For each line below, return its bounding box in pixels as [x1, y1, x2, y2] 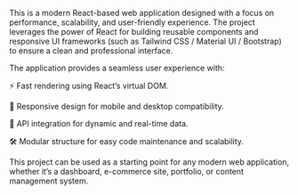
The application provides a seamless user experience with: [9, 62, 225, 73]
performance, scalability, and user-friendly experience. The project [9, 17, 255, 28]
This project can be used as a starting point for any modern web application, [9, 157, 290, 167]
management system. [9, 175, 89, 186]
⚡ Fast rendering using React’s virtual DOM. [9, 80, 169, 91]
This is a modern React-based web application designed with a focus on [9, 8, 275, 18]
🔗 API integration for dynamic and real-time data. [9, 118, 189, 128]
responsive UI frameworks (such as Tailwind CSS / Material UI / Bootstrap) [9, 36, 282, 46]
